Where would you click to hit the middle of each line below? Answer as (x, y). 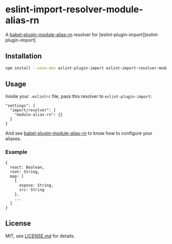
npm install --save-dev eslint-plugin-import (55, 68)
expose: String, (36, 185)
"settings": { (20, 106)
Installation (24, 56)
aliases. (13, 139)
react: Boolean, (27, 167)
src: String (31, 190)
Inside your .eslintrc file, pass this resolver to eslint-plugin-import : (79, 97)
